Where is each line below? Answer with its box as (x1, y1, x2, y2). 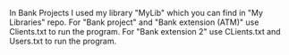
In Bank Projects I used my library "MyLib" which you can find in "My (9, 8, 264, 18)
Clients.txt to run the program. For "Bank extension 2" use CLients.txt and (9, 27, 281, 36)
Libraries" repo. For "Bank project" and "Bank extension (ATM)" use (9, 17, 259, 27)
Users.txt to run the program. (9, 35, 117, 46)
